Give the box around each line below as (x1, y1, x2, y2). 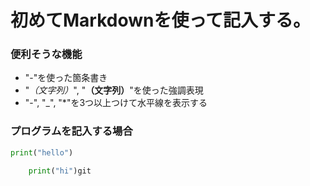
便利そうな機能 (10, 47, 83, 61)
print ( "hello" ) (10, 147, 74, 158)
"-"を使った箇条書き (24, 72, 108, 84)
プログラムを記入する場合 (10, 124, 133, 138)
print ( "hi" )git (28, 166, 92, 176)
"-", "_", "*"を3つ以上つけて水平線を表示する (24, 97, 208, 109)
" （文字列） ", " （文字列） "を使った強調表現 (24, 84, 204, 96)
